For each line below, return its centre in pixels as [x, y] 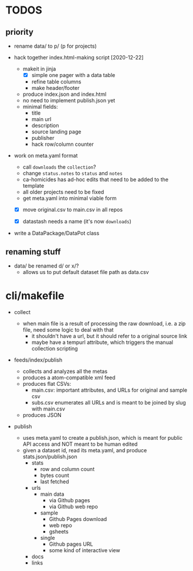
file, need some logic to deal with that [68, 329]
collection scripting [55, 348]
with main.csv [48, 409]
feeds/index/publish [38, 360]
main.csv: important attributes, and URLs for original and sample [109, 390]
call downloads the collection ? [59, 167]
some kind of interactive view [85, 550]
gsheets [59, 531]
